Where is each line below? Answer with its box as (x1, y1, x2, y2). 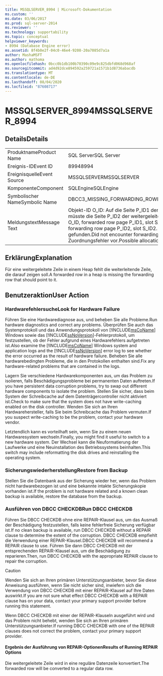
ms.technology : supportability (5, 30, 68, 35)
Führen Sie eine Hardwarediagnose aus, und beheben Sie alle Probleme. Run (5, 317, 158, 322)
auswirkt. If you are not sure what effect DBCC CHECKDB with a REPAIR (5, 593, 148, 599)
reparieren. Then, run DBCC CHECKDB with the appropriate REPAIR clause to (5, 553, 158, 559)
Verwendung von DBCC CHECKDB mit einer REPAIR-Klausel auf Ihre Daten (5, 587, 155, 593)
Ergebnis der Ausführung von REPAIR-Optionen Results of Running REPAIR (5, 644, 158, 650)
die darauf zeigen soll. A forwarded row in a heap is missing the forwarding (5, 271, 154, 278)
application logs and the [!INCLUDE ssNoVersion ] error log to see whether (5, 348, 152, 353)
